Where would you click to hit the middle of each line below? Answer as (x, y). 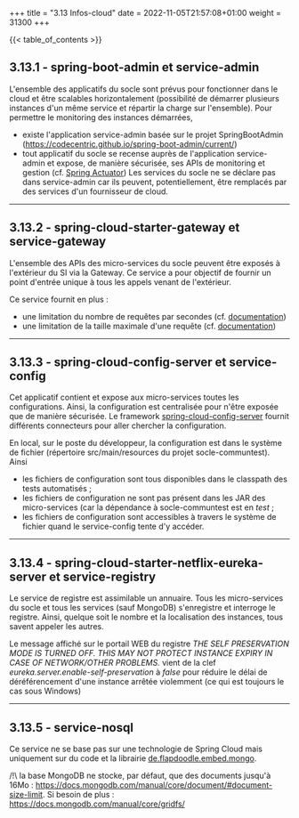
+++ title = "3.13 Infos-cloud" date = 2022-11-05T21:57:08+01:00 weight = (145, 13)
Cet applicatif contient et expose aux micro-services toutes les (125, 397)
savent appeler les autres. (57, 627)
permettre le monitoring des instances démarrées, (101, 117)
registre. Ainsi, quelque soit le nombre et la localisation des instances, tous (146, 617)
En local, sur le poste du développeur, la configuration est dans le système (146, 443)
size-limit (26, 795)
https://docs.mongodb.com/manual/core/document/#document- (154, 785)
